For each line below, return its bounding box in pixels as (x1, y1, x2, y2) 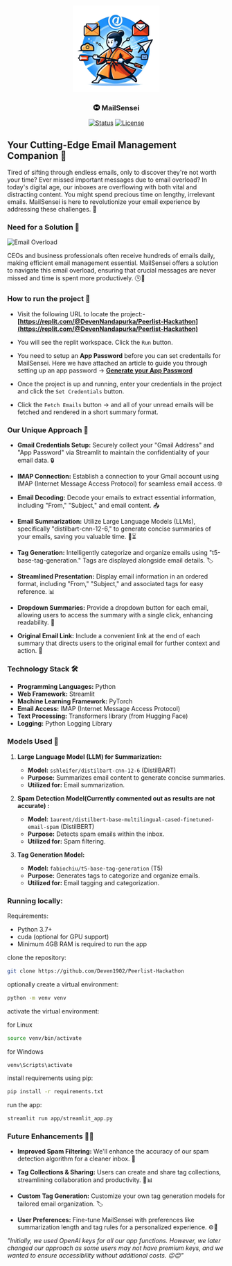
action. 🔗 (17, 647, 43, 654)
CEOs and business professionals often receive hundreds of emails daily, (7, 252, 215, 260)
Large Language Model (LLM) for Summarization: (17, 752, 162, 761)
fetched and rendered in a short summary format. (17, 408, 159, 416)
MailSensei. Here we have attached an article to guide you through (17, 359, 208, 367)
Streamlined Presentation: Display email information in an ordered (17, 572, 208, 581)
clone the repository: (7, 953, 67, 961)
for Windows (7, 1047, 44, 1056)
